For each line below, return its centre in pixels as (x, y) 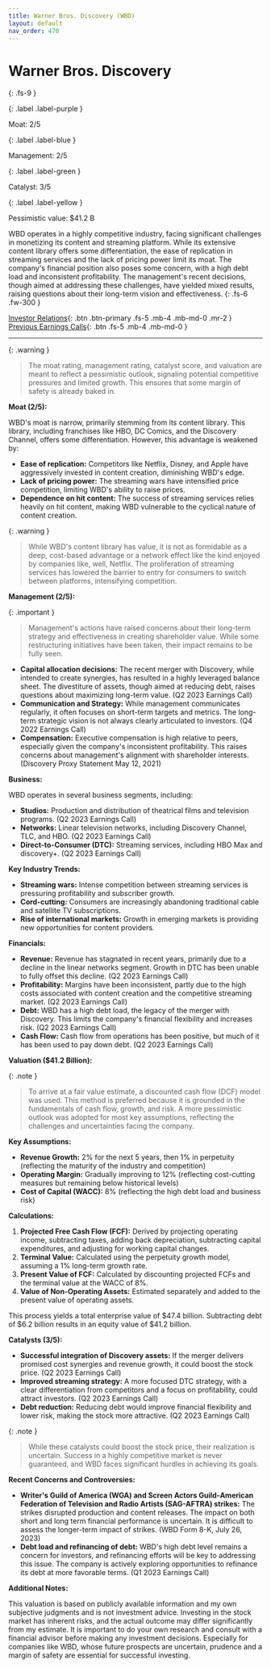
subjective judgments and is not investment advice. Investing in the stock (130, 1612)
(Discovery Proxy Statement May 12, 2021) (90, 764)
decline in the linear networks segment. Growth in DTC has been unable (140, 968)
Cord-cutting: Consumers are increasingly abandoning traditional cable (140, 902)
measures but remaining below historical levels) (99, 1183)
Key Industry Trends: (44, 870)
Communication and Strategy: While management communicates (130, 704)
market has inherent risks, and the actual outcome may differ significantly (131, 1621)
